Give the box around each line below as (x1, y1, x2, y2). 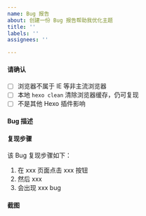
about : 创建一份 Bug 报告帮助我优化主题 (7, 17, 114, 24)
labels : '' (7, 29, 39, 37)
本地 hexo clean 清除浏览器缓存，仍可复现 (17, 90, 139, 99)
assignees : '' (7, 36, 49, 43)
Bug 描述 (7, 117, 34, 126)
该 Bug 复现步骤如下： (7, 151, 72, 160)
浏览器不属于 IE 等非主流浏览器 (17, 82, 107, 90)
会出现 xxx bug (17, 184, 62, 192)
